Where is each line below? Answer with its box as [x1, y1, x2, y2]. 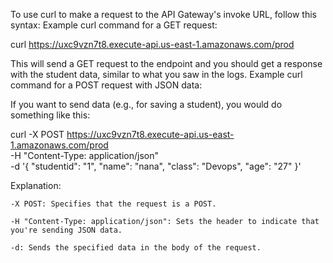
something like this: [10, 109, 91, 121]
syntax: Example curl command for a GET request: [10, 19, 218, 31]
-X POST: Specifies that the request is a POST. [10, 199, 217, 209]
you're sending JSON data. [10, 225, 123, 235]
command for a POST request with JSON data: [10, 79, 203, 91]
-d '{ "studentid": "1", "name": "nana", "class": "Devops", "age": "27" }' [10, 160, 302, 172]
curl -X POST [10, 129, 65, 140]
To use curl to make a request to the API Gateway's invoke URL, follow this [10, 9, 317, 20]
